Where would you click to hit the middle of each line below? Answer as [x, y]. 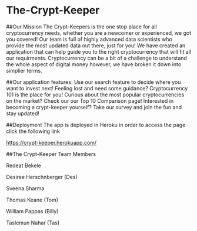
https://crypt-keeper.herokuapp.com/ [51, 142]
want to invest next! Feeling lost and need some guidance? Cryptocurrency [97, 88]
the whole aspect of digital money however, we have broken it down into [94, 64]
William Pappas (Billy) [32, 211]
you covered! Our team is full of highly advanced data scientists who [89, 39]
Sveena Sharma [25, 188]
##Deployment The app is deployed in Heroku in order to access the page [96, 125]
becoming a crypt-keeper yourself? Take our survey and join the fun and [94, 107]
